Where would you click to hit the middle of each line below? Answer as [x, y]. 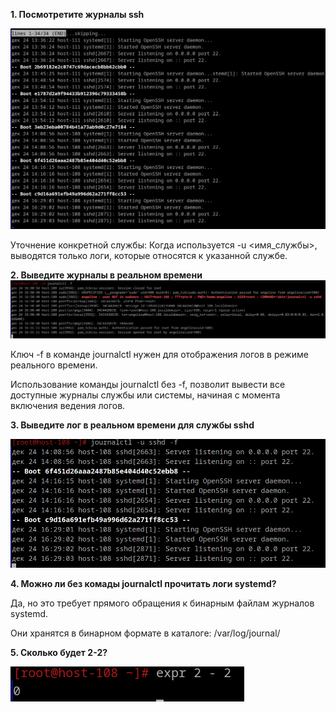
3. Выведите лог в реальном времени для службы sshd [132, 425]
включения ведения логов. [68, 406]
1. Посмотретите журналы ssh [77, 14]
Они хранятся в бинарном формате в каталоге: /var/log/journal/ [145, 633]
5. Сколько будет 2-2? [59, 652]
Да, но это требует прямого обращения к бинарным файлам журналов [162, 603]
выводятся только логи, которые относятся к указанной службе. [149, 256]
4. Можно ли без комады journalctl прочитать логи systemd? [143, 583]
